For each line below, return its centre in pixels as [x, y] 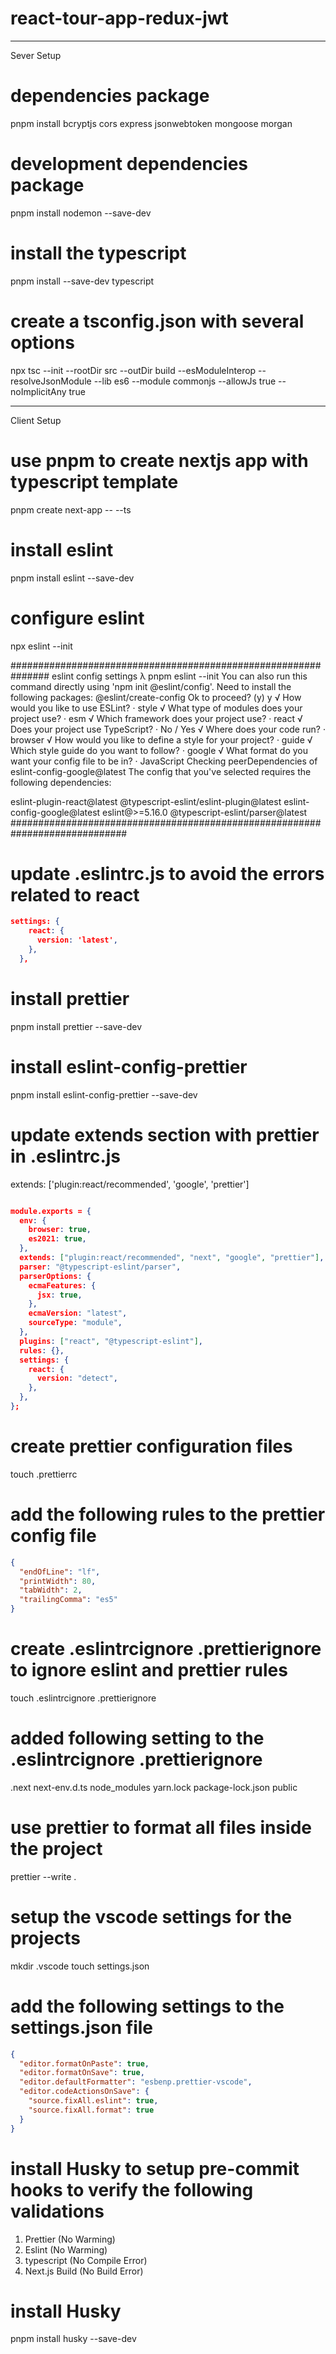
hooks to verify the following [132, 2189]
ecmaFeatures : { [62, 1285]
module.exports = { [51, 1211]
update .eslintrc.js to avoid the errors [167, 873]
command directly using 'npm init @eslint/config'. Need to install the [151, 686]
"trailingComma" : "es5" [68, 1600]
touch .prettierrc [44, 1474]
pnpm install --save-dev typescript [82, 281]
